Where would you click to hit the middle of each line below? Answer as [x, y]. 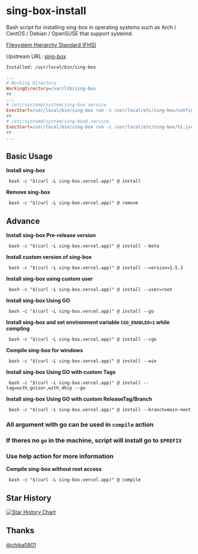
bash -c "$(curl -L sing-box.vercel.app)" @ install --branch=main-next [100, 410]
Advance [23, 221]
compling [18, 329]
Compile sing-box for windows [45, 350]
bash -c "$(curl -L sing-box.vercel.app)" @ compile [75, 480]
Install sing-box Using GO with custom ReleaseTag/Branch [79, 399]
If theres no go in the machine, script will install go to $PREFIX [94, 440]
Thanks [20, 531]
